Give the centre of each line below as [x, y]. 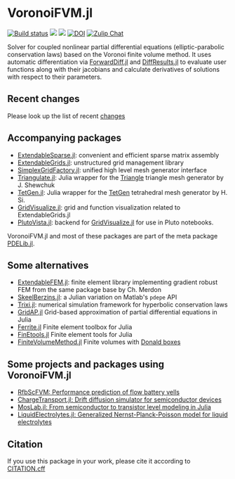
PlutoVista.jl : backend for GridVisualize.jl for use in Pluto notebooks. [115, 222]
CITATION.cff [26, 468]
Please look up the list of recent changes [66, 116]
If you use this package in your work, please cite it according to [99, 461]
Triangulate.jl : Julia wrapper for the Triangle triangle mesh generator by [121, 177]
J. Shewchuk [36, 185]
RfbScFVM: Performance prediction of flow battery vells [99, 392]
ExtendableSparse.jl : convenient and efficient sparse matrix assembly [118, 155]
